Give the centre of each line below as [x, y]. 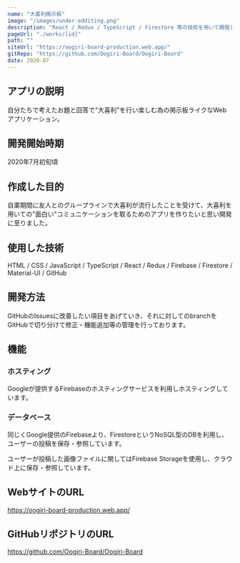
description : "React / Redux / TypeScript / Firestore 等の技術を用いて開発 [119, 27]
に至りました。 [29, 223]
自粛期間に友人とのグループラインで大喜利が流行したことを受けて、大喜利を [120, 205]
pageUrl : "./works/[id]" [44, 34]
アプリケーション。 [35, 119]
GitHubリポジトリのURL [61, 534]
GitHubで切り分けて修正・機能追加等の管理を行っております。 [99, 324]
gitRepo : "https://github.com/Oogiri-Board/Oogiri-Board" [95, 54]
